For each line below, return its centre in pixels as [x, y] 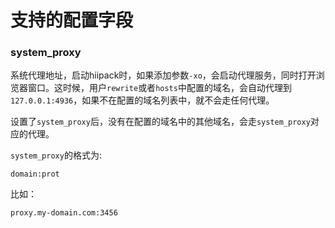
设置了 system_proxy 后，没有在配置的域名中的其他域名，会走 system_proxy [160, 122]
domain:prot [35, 174]
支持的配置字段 [72, 20]
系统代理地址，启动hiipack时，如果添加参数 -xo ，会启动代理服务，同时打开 [163, 75]
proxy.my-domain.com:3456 [64, 213]
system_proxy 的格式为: [56, 155]
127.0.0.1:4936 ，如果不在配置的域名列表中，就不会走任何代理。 [142, 100]
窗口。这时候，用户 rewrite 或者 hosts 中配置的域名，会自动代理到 [159, 88]
